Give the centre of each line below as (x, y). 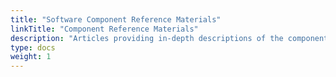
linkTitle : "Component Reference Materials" (104, 29)
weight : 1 (31, 57)
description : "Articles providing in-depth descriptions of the (147, 38)
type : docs (33, 47)
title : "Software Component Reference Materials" (116, 19)
